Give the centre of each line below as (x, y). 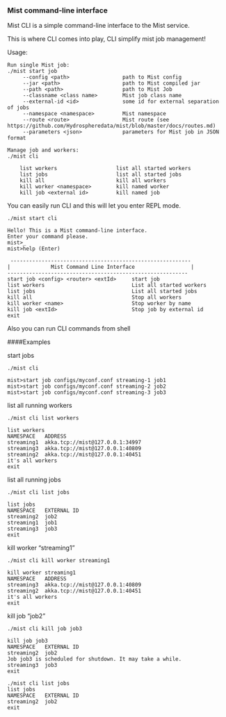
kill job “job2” (26, 616)
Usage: (17, 52)
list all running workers (40, 406)
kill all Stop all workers (95, 297)
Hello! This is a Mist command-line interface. (78, 231)
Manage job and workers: (43, 150)
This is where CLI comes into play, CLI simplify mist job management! (107, 39)
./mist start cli (32, 219)
